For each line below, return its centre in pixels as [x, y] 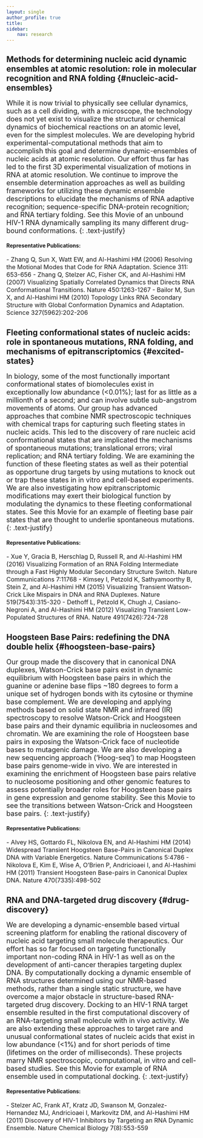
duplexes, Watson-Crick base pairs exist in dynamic [89, 670]
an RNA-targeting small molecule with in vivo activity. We [98, 1020]
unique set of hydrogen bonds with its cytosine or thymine [100, 694]
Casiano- [168, 602]
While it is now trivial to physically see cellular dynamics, [97, 103]
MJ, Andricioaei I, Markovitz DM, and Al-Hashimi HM [114, 1113]
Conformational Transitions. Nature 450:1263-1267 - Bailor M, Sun [101, 290]
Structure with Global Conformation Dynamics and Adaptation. [95, 305]
